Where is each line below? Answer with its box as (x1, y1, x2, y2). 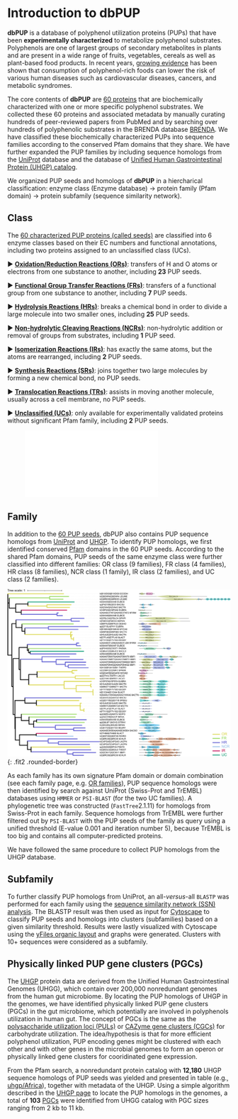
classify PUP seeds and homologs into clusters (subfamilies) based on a (7, 915, 218, 923)
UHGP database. (7, 853, 57, 862)
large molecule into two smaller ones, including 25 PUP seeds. (7, 310, 190, 318)
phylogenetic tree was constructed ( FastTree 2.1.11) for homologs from (7, 801, 211, 810)
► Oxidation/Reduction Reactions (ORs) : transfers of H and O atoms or (7, 260, 218, 268)
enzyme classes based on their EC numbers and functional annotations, (7, 238, 217, 247)
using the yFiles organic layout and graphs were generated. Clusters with (7, 930, 221, 938)
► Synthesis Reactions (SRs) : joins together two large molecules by (7, 366, 208, 374)
